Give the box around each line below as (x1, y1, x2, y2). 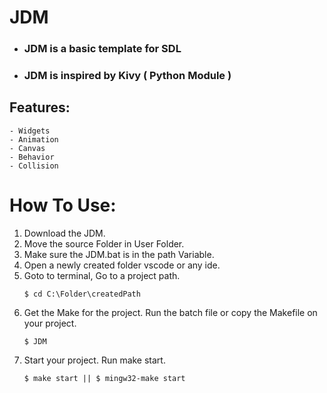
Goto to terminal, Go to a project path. (23, 269, 181, 281)
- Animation (9, 134, 59, 145)
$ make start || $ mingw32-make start (23, 373, 186, 383)
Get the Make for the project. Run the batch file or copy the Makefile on (23, 306, 318, 318)
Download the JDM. (23, 227, 106, 239)
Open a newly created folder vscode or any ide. (23, 259, 221, 271)
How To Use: (9, 194, 117, 217)
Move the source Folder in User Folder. (23, 237, 185, 250)
